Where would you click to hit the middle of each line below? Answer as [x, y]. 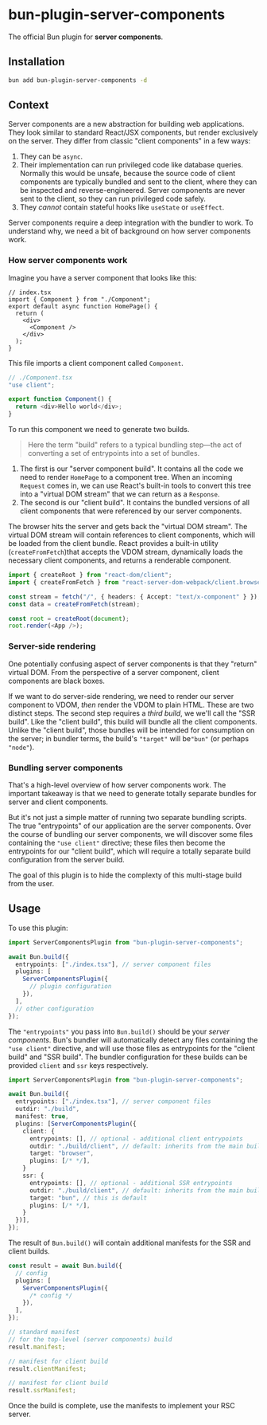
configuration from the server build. [66, 859]
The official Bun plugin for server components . [86, 37]
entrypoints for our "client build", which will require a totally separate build [130, 851]
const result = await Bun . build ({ [66, 1266]
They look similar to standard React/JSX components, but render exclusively [133, 132]
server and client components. [58, 802]
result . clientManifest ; [48, 1368]
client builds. [29, 1251]
